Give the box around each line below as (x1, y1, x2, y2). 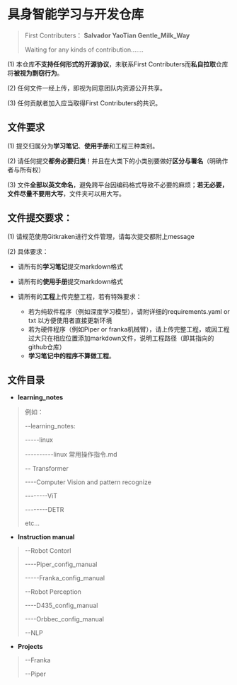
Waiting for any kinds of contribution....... (24, 45, 144, 54)
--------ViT (24, 492, 58, 500)
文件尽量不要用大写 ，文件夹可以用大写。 (7, 189, 125, 198)
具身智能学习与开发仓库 (7, 6, 144, 23)
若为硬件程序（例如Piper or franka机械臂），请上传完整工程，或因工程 (28, 324, 230, 333)
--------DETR (24, 505, 64, 514)
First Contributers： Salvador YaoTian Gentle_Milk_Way (24, 31, 190, 40)
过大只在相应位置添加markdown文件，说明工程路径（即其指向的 (28, 334, 214, 342)
